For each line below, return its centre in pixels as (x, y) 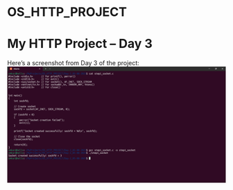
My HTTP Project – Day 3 (80, 44)
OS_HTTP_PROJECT (67, 12)
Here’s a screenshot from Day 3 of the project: (74, 63)
